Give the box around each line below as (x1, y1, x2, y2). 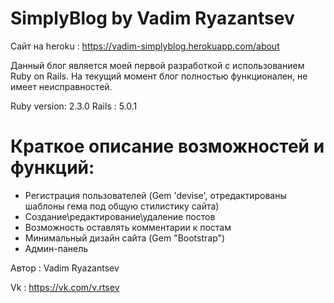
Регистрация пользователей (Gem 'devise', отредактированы (24, 189, 287, 201)
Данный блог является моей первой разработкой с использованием (10, 59, 305, 71)
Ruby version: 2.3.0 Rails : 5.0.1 (10, 100, 138, 112)
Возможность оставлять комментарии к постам (24, 221, 232, 233)
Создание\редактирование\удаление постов (24, 210, 216, 222)
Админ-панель (24, 242, 89, 254)
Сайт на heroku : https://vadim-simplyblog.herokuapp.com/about (10, 40, 280, 52)
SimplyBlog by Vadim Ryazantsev (10, 7, 295, 30)
